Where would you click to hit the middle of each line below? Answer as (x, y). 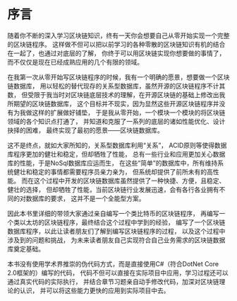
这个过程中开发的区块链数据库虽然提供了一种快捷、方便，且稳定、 (129, 181)
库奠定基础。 (26, 249)
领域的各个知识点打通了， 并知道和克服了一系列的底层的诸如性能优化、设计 (116, 121)
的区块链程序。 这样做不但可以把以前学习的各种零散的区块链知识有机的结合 (116, 44)
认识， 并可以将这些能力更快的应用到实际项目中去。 (95, 290)
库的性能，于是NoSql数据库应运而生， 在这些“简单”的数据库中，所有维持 (113, 163)
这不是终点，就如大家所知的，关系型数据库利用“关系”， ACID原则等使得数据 (117, 145)
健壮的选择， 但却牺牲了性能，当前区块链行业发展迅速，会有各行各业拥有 (113, 189)
